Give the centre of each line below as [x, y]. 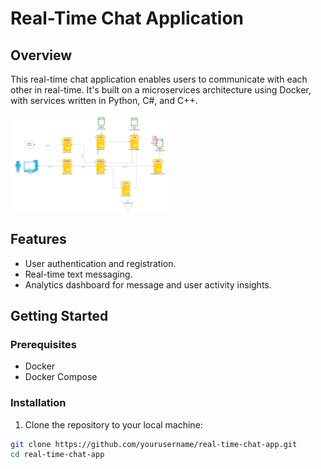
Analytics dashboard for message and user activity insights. [148, 284]
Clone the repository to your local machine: [113, 424]
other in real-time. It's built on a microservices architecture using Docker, [161, 90]
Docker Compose [61, 377]
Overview [41, 55]
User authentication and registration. [100, 263]
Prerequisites [43, 344]
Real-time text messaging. [78, 274]
